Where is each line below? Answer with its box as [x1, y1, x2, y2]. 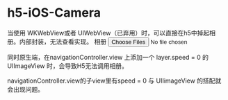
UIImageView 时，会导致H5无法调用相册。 [7, 61, 129, 70]
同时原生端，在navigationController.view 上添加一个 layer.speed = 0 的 [7, 53, 209, 61]
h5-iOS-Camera [7, 5, 101, 21]
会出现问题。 [7, 85, 44, 93]
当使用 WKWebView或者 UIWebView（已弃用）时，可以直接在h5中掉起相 [7, 28, 215, 37]
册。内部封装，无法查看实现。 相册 [7, 37, 106, 46]
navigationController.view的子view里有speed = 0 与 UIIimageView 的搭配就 [7, 76, 222, 85]
